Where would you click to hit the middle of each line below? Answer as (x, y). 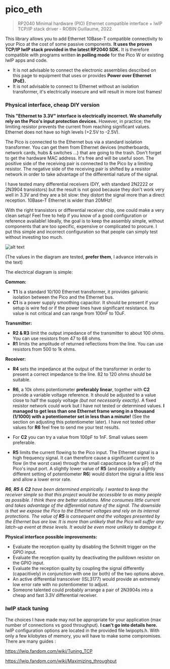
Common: (16, 282)
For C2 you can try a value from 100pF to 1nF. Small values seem (80, 437)
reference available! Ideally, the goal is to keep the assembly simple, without (85, 221)
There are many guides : (31, 641)
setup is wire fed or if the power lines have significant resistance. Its (83, 308)
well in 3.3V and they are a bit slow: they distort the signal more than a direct (85, 195)
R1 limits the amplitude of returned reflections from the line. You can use (88, 344)
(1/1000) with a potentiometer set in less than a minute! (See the (81, 417)
